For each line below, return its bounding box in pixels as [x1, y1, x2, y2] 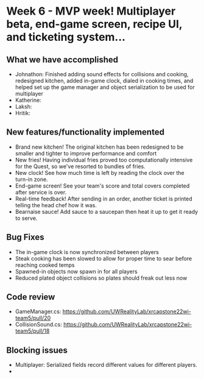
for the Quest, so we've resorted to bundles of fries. [15, 163, 146, 170]
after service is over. [15, 188, 67, 196]
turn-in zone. [15, 175, 48, 183]
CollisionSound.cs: [15, 321, 62, 328]
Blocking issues [6, 345, 68, 355]
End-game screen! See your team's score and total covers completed [15, 182, 190, 189]
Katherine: [15, 96, 41, 104]
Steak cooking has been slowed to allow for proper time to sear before [15, 255, 192, 262]
